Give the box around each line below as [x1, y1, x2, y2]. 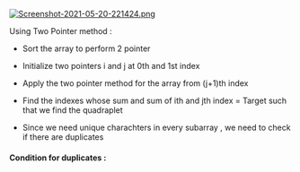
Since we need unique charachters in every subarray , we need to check [22, 122, 291, 133]
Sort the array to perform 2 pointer [22, 43, 151, 54]
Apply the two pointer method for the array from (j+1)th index [22, 78, 249, 89]
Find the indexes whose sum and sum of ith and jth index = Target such [22, 95, 287, 106]
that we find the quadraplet [22, 105, 123, 116]
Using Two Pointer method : [9, 26, 112, 36]
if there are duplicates [22, 132, 104, 142]
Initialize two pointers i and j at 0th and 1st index [22, 61, 200, 71]
